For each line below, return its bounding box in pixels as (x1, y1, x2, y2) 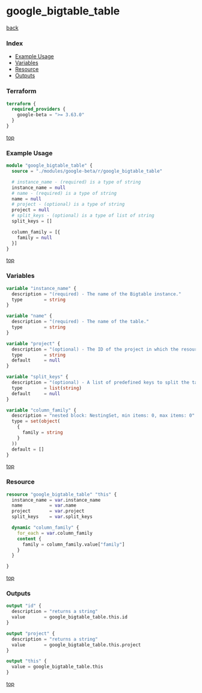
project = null (11, 207, 50, 213)
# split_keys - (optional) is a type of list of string (11, 212, 155, 219)
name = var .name (11, 502, 77, 509)
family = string (22, 430, 63, 436)
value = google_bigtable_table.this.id (11, 614, 128, 620)
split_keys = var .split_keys (11, 514, 93, 520)
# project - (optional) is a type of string (11, 202, 125, 208)
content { (17, 535, 42, 542)
